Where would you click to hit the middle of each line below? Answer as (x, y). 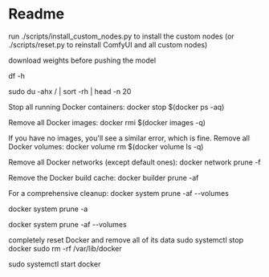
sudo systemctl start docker (55, 264)
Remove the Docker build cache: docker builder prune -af (104, 177)
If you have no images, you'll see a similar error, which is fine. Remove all (129, 138)
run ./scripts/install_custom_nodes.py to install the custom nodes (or (121, 36)
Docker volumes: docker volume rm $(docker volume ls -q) (106, 146)
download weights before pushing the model (82, 60)
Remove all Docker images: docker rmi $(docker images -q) (107, 122)
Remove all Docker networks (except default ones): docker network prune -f (134, 162)
